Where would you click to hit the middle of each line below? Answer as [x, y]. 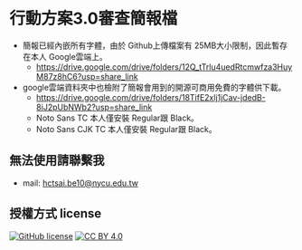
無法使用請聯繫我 [57, 161]
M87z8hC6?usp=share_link [87, 76]
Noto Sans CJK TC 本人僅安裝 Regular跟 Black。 [126, 129]
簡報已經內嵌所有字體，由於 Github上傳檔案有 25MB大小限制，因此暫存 [155, 45]
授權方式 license [56, 214]
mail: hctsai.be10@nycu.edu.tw [80, 183]
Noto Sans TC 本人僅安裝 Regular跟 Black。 [117, 118]
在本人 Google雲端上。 [65, 56]
